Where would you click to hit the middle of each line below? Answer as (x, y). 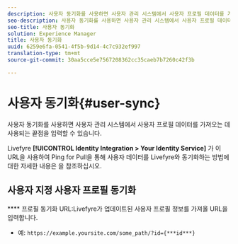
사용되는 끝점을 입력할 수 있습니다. (55, 133)
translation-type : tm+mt (44, 54)
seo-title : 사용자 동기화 (41, 27)
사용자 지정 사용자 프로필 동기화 (72, 191)
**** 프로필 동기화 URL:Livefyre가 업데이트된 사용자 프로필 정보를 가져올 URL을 (118, 209)
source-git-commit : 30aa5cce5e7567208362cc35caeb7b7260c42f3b (101, 60)
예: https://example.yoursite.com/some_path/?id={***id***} (107, 232)
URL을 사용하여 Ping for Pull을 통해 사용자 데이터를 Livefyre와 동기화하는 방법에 (118, 157)
